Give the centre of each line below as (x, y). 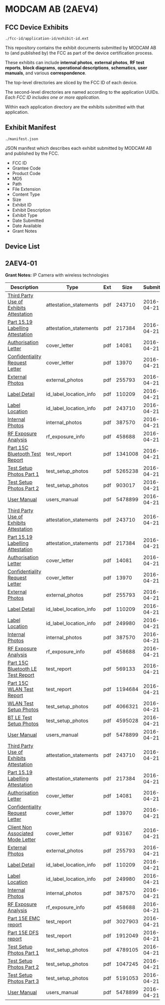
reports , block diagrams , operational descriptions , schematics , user (76, 68)
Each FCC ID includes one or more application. (53, 97)
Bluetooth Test (24, 454)
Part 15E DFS (23, 933)
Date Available (27, 226)
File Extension (26, 189)
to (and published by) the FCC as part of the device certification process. (79, 53)
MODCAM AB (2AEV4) (52, 9)
